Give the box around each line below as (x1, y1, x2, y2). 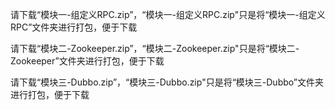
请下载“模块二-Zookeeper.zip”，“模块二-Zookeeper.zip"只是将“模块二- (10, 43, 300, 54)
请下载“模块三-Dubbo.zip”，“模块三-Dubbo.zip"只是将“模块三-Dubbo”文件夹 (10, 76, 324, 88)
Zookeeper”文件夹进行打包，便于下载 (10, 55, 165, 67)
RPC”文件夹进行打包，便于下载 (10, 21, 138, 33)
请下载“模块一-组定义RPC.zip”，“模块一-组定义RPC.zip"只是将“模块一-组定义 (10, 9, 326, 20)
